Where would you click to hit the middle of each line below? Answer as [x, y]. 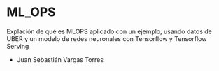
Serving [18, 46]
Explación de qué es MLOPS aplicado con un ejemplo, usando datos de [109, 31]
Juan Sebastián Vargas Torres [60, 59]
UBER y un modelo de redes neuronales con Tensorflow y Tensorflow [107, 38]
